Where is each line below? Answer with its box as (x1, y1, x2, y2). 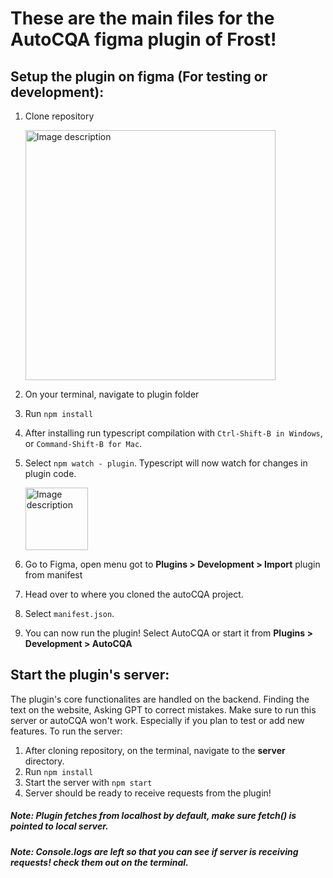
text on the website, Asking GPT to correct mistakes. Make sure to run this (10, 703, 317, 716)
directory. (24, 755, 65, 767)
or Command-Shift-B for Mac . (24, 438, 143, 449)
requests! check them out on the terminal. (10, 856, 189, 868)
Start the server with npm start (24, 776, 153, 788)
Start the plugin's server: (10, 667, 170, 684)
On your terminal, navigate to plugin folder (24, 388, 200, 400)
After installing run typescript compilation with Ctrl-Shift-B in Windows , (24, 427, 323, 439)
